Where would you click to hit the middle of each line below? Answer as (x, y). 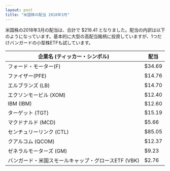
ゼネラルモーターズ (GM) (38, 151)
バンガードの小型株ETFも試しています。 (51, 42)
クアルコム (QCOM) (31, 141)
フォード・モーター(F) (34, 66)
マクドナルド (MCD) (32, 122)
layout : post (19, 10)
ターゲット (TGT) (28, 112)
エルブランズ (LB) (29, 85)
